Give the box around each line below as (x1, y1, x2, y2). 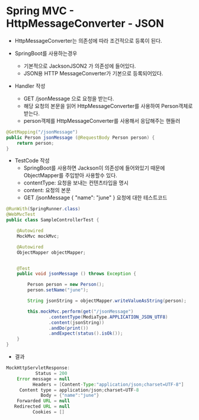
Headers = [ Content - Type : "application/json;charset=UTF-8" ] (32, 381, 184, 387)
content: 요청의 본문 (23, 187, 71, 194)
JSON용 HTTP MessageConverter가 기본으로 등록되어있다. (23, 69, 163, 77)
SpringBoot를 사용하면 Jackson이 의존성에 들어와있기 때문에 (23, 164, 165, 171)
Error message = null (17, 376, 70, 382)
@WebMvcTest (6, 212, 36, 218)
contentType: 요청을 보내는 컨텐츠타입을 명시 (23, 179, 129, 186)
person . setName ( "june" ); (27, 287, 89, 293)
